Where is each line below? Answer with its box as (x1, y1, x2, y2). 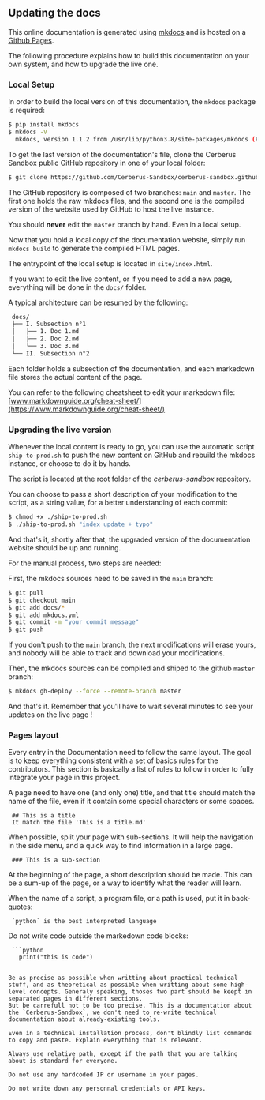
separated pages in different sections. (8, 995, 144, 1003)
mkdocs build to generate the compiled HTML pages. (8, 243, 180, 253)
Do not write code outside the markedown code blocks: (8, 931, 189, 940)
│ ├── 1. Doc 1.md (11, 328, 80, 336)
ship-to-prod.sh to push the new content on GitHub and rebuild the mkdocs (8, 450, 256, 460)
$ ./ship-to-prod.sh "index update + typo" (8, 520, 154, 528)
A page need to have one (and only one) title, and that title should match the (8, 788, 256, 798)
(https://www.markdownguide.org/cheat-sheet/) (8, 404, 166, 414)
